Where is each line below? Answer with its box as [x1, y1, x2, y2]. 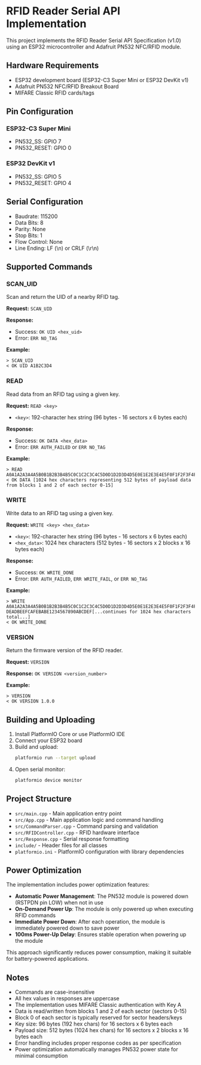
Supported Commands [6, 262, 93, 272]
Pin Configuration [6, 107, 74, 117]
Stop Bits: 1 [14, 232, 43, 239]
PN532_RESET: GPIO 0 [14, 144, 72, 152]
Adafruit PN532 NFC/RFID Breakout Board [14, 83, 119, 90]
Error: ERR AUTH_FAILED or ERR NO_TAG [14, 443, 106, 450]
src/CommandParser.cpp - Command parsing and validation [14, 822, 159, 830]
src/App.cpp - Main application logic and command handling [14, 816, 163, 823]
